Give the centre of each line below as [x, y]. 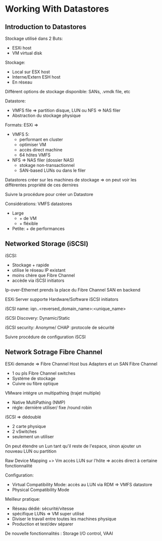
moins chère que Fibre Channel [43, 275]
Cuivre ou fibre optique [35, 383]
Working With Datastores [57, 9]
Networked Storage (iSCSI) [47, 244]
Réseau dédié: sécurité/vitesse [43, 508]
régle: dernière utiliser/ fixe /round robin [52, 407]
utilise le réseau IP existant [39, 270]
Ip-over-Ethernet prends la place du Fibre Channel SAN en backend [73, 290]
